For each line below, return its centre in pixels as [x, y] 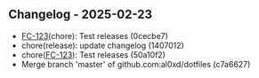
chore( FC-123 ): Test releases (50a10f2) [93, 55]
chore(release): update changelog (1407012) [102, 45]
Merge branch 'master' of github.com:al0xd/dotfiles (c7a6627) [136, 64]
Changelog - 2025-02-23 [81, 15]
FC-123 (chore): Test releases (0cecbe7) [94, 35]
